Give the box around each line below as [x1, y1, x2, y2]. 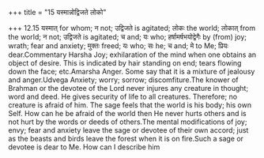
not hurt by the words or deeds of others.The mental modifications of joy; [8, 117, 247, 126]
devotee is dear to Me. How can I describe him [8, 142, 160, 152]
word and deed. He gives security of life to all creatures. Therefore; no [8, 92, 238, 101]
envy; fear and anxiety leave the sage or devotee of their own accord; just [8, 126, 249, 134]
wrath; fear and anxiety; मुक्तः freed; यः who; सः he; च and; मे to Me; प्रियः [8, 41, 229, 51]
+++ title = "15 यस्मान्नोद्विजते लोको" [8, 8, 107, 17]
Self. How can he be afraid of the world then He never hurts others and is [8, 109, 247, 118]
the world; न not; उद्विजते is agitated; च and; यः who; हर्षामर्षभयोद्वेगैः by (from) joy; [8, 32, 247, 41]
